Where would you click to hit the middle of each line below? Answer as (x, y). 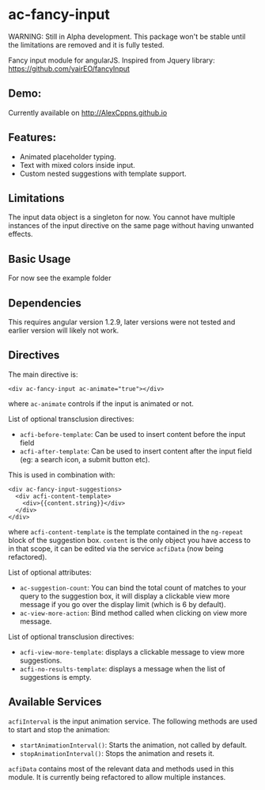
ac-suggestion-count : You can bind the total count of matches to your (133, 587)
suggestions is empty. (56, 677)
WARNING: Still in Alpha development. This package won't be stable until (127, 36)
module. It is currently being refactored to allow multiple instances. (117, 777)
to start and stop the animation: (59, 729)
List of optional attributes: (50, 572)
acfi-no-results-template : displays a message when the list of (122, 668)
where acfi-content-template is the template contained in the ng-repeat (126, 531)
